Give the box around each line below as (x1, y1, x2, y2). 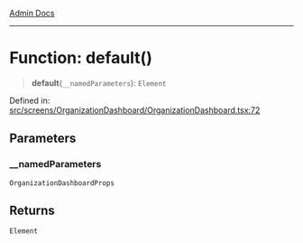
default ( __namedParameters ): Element (31, 77, 167, 89)
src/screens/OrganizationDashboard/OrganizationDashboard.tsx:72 (9, 104, 261, 116)
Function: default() (9, 48, 153, 69)
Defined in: (9, 95, 50, 106)
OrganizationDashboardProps (9, 178, 115, 188)
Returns (9, 203, 56, 219)
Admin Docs (9, 8, 55, 18)
